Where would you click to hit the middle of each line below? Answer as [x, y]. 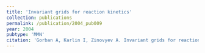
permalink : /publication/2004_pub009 [54, 23]
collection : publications [39, 18]
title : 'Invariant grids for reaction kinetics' [69, 12]
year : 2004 [20, 29]
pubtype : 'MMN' [26, 35]
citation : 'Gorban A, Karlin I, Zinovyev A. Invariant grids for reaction [103, 40]
